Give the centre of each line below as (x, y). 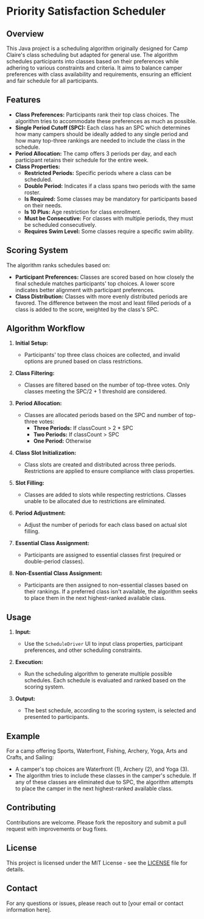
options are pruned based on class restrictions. (83, 362)
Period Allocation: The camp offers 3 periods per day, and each (96, 153)
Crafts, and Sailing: (30, 757)
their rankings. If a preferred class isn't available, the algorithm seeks (111, 592)
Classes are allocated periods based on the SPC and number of (104, 415)
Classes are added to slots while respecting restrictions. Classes (105, 495)
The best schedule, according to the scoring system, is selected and (110, 710)
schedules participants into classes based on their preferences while (93, 61)
